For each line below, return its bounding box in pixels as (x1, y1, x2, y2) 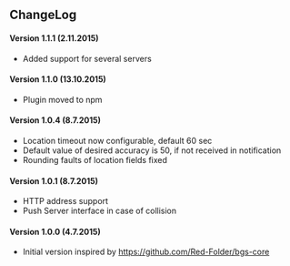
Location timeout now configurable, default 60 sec (22, 136, 213, 146)
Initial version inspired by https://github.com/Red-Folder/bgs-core (22, 246, 270, 258)
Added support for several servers (22, 53, 152, 64)
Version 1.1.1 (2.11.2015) (9, 32, 99, 44)
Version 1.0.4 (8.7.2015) (9, 115, 102, 126)
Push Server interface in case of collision (22, 205, 177, 217)
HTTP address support (22, 196, 109, 207)
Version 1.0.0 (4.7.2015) (9, 226, 102, 237)
